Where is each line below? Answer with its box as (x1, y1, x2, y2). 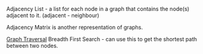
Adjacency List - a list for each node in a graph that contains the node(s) (6, 6, 190, 12)
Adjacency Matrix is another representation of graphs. (6, 24, 143, 31)
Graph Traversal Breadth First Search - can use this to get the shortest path (6, 36, 197, 42)
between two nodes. (6, 42, 58, 49)
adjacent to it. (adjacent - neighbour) (6, 12, 99, 19)
